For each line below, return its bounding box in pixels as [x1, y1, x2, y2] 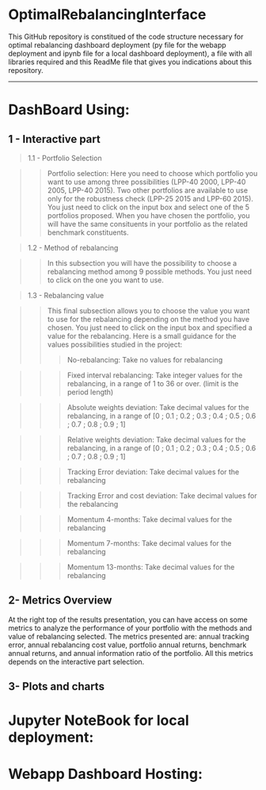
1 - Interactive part [8, 132, 101, 146]
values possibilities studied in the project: [47, 339, 183, 349]
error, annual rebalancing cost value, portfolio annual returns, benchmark [8, 640, 247, 650]
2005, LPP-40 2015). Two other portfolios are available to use [47, 185, 248, 195]
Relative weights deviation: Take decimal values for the [66, 435, 246, 444]
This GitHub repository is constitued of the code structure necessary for [8, 32, 244, 41]
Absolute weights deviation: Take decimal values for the [66, 402, 249, 412]
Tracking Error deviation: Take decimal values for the [66, 466, 240, 477]
